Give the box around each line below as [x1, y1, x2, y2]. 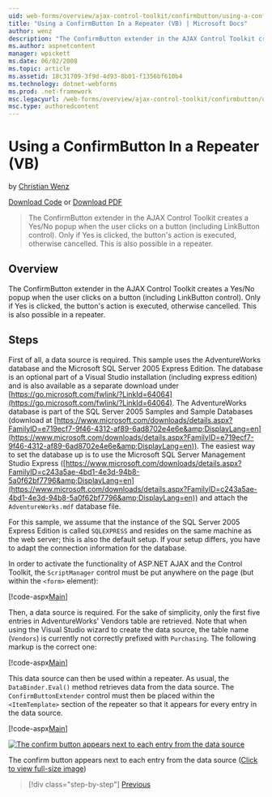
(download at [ [8, 415, 57, 424]
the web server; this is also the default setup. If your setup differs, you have [8, 534, 261, 544]
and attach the [199, 493, 249, 502]
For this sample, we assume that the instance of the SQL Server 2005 [8, 517, 240, 527]
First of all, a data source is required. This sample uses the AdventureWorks [8, 355, 261, 364]
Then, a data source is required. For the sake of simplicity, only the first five [8, 607, 261, 617]
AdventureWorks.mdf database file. [8, 501, 121, 511]
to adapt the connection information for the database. [8, 543, 188, 553]
